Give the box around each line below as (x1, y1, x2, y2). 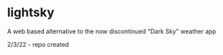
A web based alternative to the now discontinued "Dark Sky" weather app (7, 27, 217, 35)
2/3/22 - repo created (7, 40, 70, 48)
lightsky (7, 5, 55, 20)
